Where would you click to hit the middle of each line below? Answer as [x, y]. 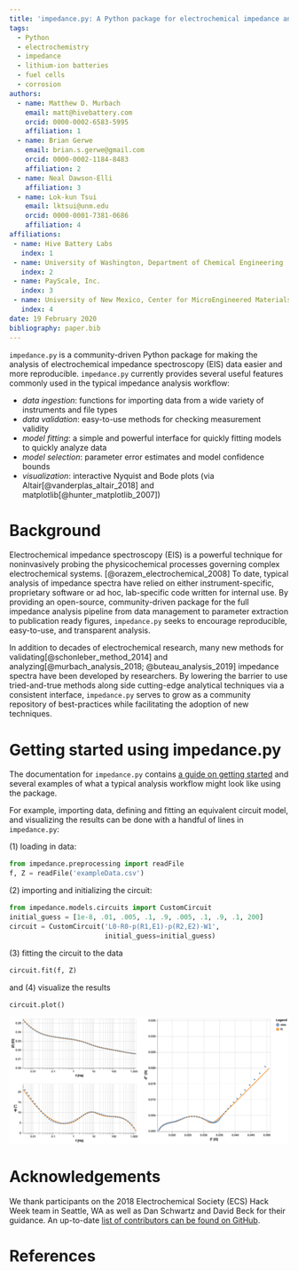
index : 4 [37, 309]
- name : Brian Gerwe [55, 141]
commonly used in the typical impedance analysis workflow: [120, 383]
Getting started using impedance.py [145, 750]
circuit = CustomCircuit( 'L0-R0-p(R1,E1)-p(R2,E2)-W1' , [114, 926]
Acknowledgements [85, 1177]
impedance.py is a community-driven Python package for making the [133, 355]
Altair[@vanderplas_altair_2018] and [88, 485]
